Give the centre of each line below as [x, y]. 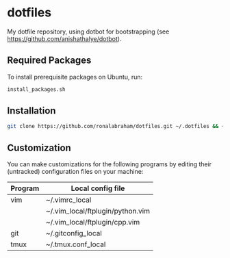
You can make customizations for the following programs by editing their [110, 164]
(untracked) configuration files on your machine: [75, 172]
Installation [31, 111]
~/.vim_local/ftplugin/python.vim [98, 211]
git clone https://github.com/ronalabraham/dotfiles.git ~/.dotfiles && [113, 127]
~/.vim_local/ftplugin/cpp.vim [93, 222]
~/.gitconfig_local [74, 233]
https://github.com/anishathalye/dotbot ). [64, 38]
